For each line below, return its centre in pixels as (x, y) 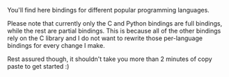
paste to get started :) (38, 66)
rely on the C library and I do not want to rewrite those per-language (105, 38)
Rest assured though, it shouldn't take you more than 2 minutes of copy (110, 59)
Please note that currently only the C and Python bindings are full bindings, (115, 23)
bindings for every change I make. (56, 45)
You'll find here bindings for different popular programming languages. (109, 10)
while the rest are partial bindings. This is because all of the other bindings (114, 31)
